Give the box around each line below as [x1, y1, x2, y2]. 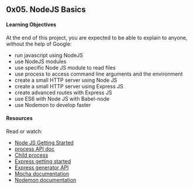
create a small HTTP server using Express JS [14, 83, 124, 90]
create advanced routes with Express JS [14, 89, 112, 96]
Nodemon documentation [14, 176, 77, 183]
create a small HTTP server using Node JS [14, 76, 118, 84]
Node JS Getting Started [14, 139, 74, 146]
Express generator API [14, 164, 69, 171]
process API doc [14, 145, 54, 152]
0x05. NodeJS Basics [6, 5, 86, 15]
